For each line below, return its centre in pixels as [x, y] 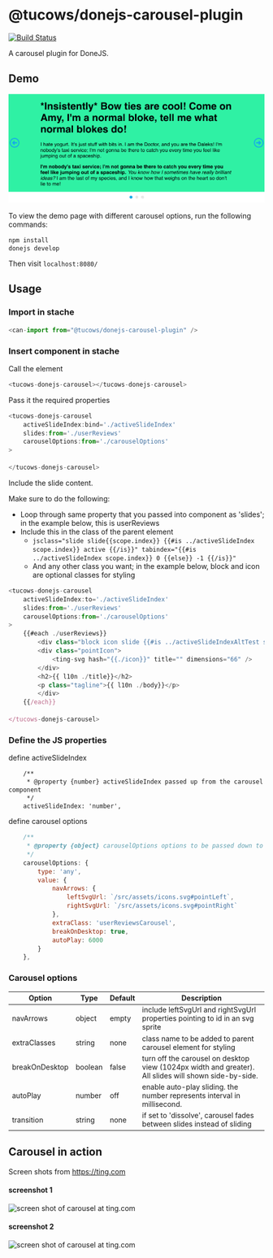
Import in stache [41, 312]
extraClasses [34, 1043]
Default [122, 998]
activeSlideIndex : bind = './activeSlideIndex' [100, 424]
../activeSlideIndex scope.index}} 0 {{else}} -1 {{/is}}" [134, 558]
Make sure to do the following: [59, 498]
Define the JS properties [58, 740]
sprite [152, 1027]
